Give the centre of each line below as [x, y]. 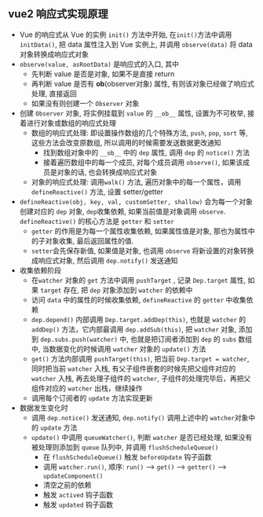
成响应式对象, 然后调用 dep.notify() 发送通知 [104, 260]
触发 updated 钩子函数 [78, 504]
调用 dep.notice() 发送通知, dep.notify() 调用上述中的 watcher [133, 417]
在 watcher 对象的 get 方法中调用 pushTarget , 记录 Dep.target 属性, [138, 280]
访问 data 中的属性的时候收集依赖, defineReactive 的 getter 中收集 [139, 299]
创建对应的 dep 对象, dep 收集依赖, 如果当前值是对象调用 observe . [122, 211]
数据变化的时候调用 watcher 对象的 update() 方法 [128, 349]
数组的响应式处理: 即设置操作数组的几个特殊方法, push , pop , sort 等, [140, 133]
